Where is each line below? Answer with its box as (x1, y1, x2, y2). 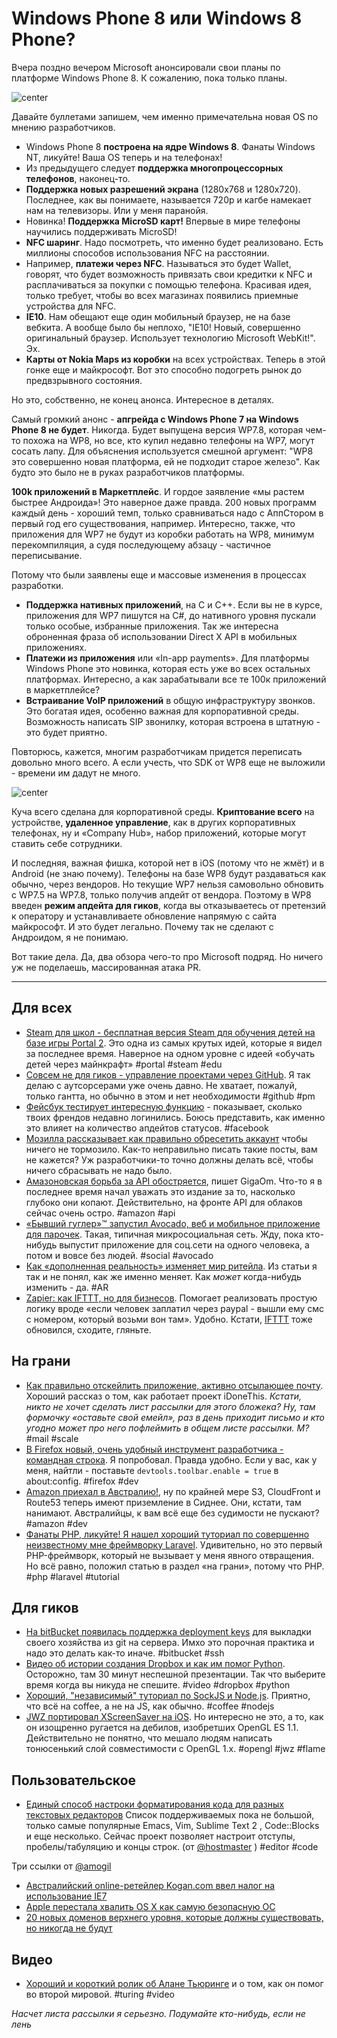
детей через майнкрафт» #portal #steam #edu (25, 1058, 223, 1070)
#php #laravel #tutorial (25, 1570, 120, 1582)
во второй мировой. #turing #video (25, 1988, 175, 2000)
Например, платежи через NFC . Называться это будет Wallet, (25, 257, 292, 269)
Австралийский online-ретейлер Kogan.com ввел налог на (25, 1880, 276, 1892)
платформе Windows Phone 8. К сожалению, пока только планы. (11, 72, 288, 84)
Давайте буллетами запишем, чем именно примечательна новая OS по (11, 110, 319, 122)
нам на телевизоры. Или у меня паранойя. (25, 204, 209, 216)
